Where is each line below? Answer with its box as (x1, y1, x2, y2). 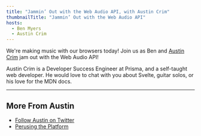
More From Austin (6, 101, 75, 111)
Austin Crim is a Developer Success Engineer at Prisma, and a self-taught (6, 65, 187, 72)
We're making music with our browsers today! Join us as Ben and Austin (6, 47, 184, 54)
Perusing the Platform (14, 123, 69, 130)
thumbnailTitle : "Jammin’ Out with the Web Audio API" (6, 14, 146, 20)
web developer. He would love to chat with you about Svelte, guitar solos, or (6, 72, 194, 79)
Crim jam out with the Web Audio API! (6, 54, 99, 61)
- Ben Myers (11, 25, 42, 32)
